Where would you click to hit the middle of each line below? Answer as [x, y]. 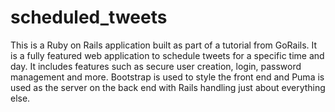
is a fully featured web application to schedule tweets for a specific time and [167, 55]
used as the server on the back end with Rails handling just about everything [168, 87]
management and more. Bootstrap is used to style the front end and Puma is [167, 77]
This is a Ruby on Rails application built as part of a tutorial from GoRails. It [164, 45]
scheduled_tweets [89, 17]
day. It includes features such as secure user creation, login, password [156, 66]
